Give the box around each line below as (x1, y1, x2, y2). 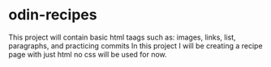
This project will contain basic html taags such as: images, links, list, (8, 32, 237, 42)
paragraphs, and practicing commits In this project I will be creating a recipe (8, 40, 263, 50)
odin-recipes (8, 6, 97, 24)
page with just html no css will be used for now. (8, 49, 168, 59)
